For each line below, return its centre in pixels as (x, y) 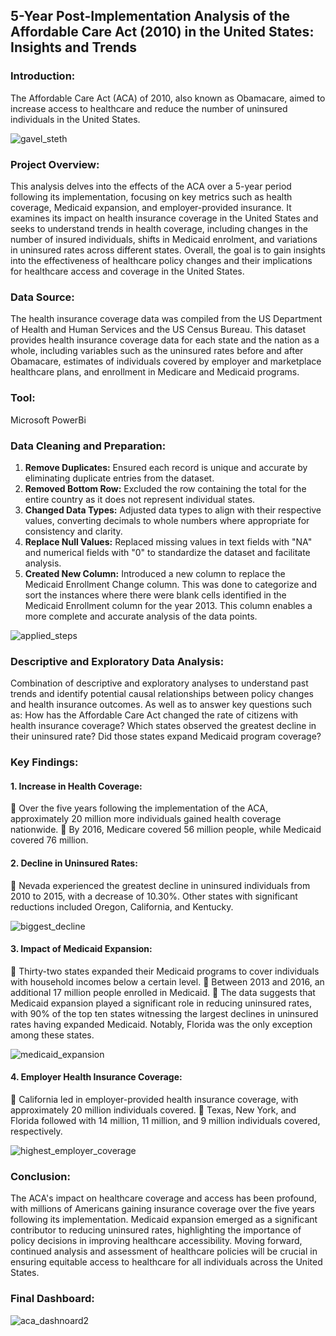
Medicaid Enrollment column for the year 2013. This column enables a (168, 605)
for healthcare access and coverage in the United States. (127, 271)
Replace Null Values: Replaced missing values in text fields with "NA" (168, 541)
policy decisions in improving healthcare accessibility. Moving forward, (156, 1241)
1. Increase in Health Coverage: (76, 786)
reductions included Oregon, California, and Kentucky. (122, 906)
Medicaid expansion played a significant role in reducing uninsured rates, (161, 1003)
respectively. (36, 1131)
